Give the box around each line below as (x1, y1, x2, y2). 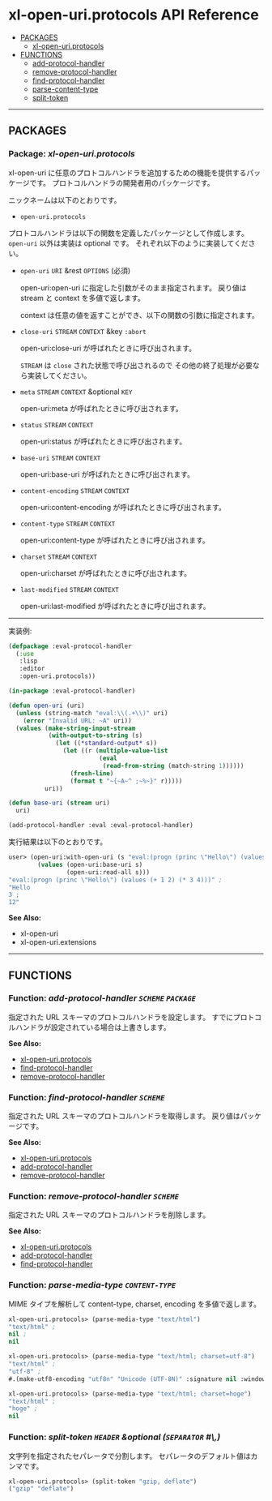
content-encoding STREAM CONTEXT (19, 487, 130, 495)
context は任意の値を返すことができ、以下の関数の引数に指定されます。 (19, 310, 259, 319)
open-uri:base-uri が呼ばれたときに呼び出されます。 (19, 469, 194, 479)
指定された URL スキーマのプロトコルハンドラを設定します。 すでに (8, 1012, 233, 1022)
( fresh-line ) (70, 769, 114, 778)
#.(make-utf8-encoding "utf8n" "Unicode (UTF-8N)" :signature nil (8, 1374, 237, 1383)
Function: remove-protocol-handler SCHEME (8, 1190, 180, 1202)
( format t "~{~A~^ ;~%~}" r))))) (70, 777, 183, 785)
